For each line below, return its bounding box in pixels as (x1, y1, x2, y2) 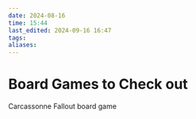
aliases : (8, 41, 37, 49)
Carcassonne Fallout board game (8, 102, 117, 111)
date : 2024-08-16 (8, 11, 66, 20)
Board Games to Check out (8, 75, 188, 94)
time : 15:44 (8, 19, 48, 27)
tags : (8, 33, 26, 42)
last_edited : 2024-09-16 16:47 (8, 26, 112, 34)
